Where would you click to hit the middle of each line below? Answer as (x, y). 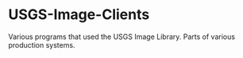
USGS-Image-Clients (79, 15)
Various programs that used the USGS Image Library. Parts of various (122, 37)
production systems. (42, 44)
